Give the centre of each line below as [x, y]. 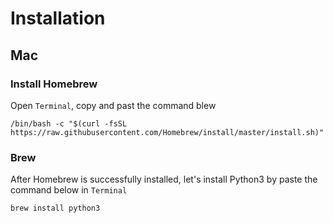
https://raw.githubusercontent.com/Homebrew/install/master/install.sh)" [167, 132]
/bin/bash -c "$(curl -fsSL [69, 123]
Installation [58, 18]
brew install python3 [55, 208]
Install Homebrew [54, 84]
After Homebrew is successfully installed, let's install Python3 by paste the [164, 179]
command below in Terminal [69, 190]
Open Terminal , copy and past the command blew [113, 105]
